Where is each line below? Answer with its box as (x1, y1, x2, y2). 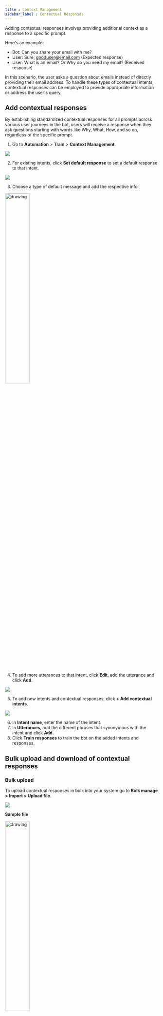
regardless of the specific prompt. (5, 132, 73, 138)
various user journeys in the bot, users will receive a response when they (5, 122, 152, 128)
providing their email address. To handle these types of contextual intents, (5, 79, 154, 85)
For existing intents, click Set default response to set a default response (12, 160, 158, 166)
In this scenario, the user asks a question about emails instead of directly (5, 74, 152, 80)
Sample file (5, 812, 28, 817)
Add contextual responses (5, 103, 87, 112)
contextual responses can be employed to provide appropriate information (5, 84, 154, 90)
